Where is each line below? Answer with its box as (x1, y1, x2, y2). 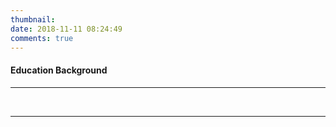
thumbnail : (10, 14, 56, 25)
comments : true (10, 33, 74, 43)
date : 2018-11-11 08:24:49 (10, 24, 123, 34)
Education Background (10, 64, 108, 76)
